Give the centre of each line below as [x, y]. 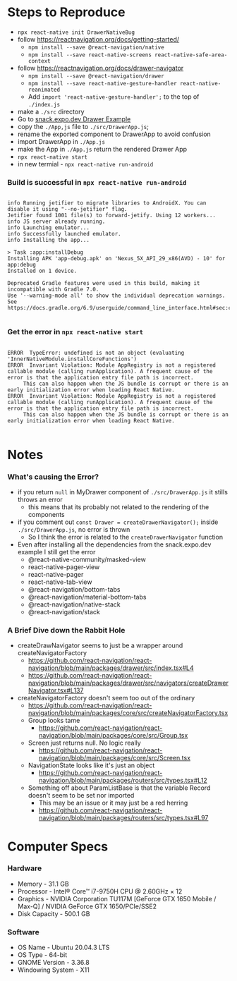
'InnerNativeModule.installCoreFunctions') [72, 359]
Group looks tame [54, 721]
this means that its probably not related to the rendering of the [119, 507]
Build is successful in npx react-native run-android [97, 182]
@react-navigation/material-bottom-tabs [87, 597]
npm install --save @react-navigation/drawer [96, 76]
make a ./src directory [51, 111]
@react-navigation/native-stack [74, 604]
